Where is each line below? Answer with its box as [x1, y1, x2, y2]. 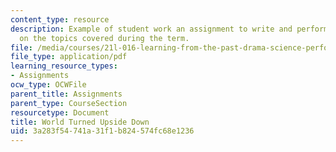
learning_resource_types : [10, 61, 118, 71]
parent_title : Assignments [10, 89, 123, 99]
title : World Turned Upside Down [10, 117, 150, 127]
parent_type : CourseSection [10, 98, 128, 108]
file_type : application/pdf [10, 52, 128, 62]
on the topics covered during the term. [19, 33, 190, 43]
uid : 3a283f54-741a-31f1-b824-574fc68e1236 [10, 126, 195, 136]
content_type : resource [10, 14, 110, 25]
